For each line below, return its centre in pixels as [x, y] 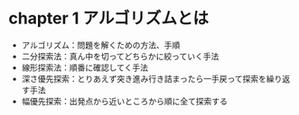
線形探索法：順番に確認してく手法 [84, 67]
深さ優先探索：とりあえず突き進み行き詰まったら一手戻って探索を [144, 78]
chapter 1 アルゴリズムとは [109, 18]
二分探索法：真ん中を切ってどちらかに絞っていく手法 [120, 56]
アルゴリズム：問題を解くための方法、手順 [101, 45]
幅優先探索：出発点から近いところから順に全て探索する [124, 101]
